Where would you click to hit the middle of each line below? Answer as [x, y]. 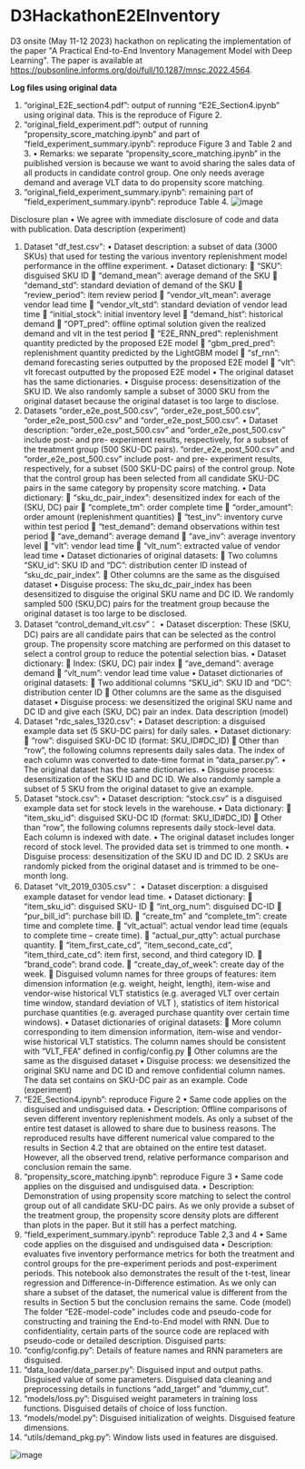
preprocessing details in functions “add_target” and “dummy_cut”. [147, 1389]
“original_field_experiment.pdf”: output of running [116, 124]
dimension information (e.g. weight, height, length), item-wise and [147, 983]
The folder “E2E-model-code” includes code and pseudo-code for [148, 1311]
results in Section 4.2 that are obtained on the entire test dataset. [145, 1147]
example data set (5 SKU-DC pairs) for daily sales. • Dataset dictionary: [157, 730]
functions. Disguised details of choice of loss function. [125, 1408]
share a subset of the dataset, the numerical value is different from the [155, 1292]
